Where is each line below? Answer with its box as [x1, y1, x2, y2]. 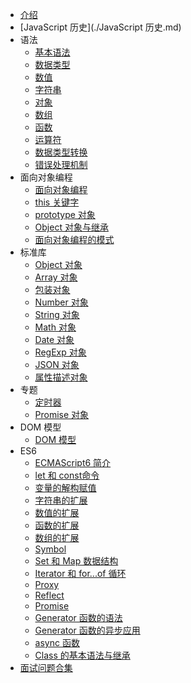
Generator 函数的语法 [34, 612, 123, 623]
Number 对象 [34, 296, 89, 308]
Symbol [34, 543, 67, 555]
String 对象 [34, 309, 80, 320]
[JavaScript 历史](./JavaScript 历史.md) [19, 21, 182, 33]
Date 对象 [34, 334, 75, 345]
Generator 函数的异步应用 [34, 624, 141, 636]
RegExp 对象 [34, 346, 87, 358]
